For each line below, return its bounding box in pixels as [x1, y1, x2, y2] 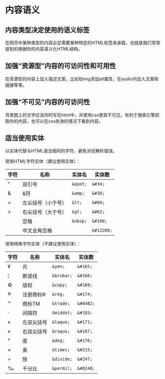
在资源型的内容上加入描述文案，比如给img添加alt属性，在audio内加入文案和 [5, 76, 159, 82]
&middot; [52, 310, 73, 316]
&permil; [52, 366, 73, 371]
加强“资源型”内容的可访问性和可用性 [5, 62, 116, 70]
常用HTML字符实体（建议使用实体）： [5, 159, 81, 165]
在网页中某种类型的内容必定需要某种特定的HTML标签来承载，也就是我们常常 [5, 40, 161, 45]
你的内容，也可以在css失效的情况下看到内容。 [9, 118, 103, 124]
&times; [52, 347, 70, 353]
